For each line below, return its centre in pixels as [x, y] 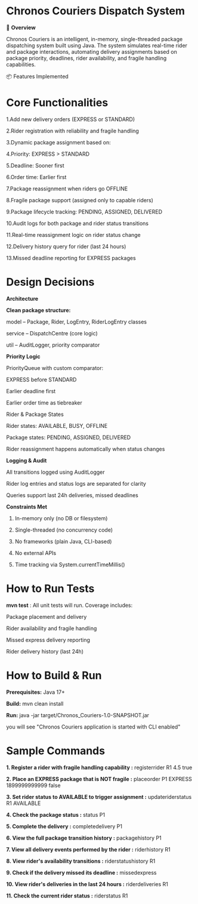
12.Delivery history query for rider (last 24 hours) [66, 246]
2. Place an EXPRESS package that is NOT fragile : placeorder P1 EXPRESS [99, 779]
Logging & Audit [27, 460]
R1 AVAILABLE [24, 803]
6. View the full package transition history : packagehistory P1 [84, 838]
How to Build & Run [54, 675]
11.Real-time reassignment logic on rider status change [74, 235]
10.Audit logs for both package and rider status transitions [78, 223]
